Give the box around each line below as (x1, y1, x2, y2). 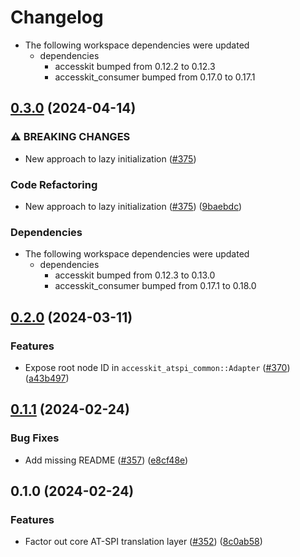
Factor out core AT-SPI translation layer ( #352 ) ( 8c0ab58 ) (24, 536, 263, 548)
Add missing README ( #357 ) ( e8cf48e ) (24, 454, 189, 466)
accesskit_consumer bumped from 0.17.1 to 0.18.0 (54, 280, 257, 292)
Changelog (10, 6, 104, 29)
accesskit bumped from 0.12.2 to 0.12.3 (54, 60, 216, 72)
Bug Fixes (10, 431, 60, 445)
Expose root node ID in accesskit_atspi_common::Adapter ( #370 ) (24, 361, 291, 373)
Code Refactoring (10, 177, 98, 191)
